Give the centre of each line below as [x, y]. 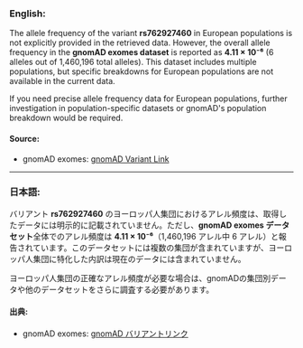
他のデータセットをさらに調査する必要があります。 [119, 289]
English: [28, 14]
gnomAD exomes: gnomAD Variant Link [96, 159]
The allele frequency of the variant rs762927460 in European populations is [151, 33]
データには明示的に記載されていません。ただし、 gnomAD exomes [140, 225]
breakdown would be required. [66, 118]
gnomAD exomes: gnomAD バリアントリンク [106, 334]
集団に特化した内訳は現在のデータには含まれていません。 [139, 259]
